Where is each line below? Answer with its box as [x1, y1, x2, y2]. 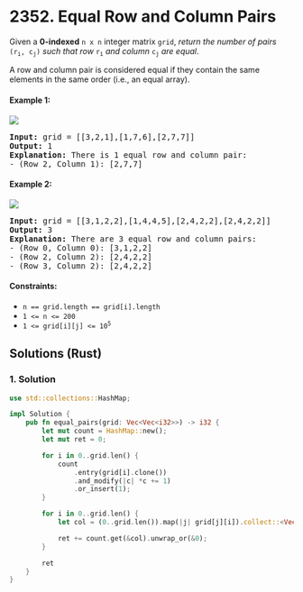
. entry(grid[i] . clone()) [73, 468, 168, 477]
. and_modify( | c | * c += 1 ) [73, 476, 171, 486]
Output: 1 [9, 141, 52, 150]
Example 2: [9, 178, 52, 190]
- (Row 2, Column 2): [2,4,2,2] [9, 251, 152, 262]
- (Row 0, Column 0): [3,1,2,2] [9, 242, 152, 253]
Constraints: [9, 281, 58, 292]
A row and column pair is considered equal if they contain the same [9, 65, 260, 76]
